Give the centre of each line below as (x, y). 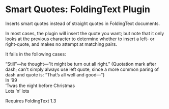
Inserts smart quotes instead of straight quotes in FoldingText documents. (83, 23)
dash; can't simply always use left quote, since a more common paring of (82, 69)
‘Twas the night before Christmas (40, 86)
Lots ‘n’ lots (17, 91)
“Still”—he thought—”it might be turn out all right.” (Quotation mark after (81, 64)
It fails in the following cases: (36, 54)
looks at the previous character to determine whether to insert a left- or (80, 39)
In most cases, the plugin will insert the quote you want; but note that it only (85, 33)
